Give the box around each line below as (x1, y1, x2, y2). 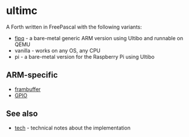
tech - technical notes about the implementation (14, 124, 130, 131)
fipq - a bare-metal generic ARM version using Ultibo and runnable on (14, 34, 183, 41)
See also (6, 109, 38, 119)
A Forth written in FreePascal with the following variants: (6, 23, 142, 30)
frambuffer (14, 86, 41, 93)
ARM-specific (6, 70, 58, 80)
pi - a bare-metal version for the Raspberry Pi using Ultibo (14, 53, 155, 60)
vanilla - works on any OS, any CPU (14, 47, 101, 54)
